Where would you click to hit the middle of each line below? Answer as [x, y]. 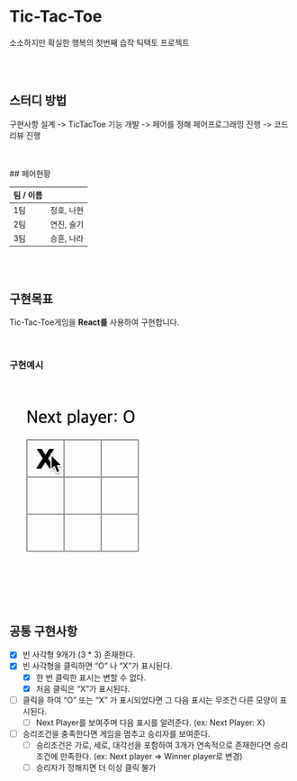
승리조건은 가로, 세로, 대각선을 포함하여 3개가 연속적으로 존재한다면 [153, 745]
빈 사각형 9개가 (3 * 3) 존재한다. [79, 655]
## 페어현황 [30, 174]
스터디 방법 [38, 101]
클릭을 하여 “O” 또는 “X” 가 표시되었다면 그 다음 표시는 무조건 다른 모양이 [150, 700]
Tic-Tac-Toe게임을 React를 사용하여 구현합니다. [94, 322]
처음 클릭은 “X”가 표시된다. [83, 688]
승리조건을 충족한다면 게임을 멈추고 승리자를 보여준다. [116, 733]
